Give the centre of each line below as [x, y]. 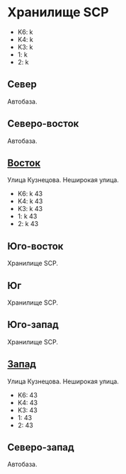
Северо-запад [41, 447]
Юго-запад [33, 325]
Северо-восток [43, 124]
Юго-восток [35, 246]
